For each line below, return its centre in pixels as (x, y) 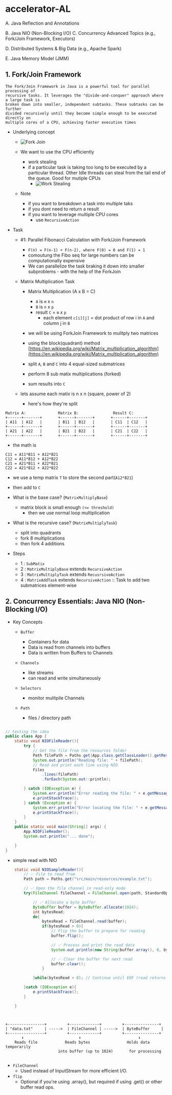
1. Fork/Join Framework (44, 75)
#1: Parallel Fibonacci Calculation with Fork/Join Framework (83, 240)
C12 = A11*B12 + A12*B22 (32, 459)
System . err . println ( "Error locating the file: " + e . (91, 808)
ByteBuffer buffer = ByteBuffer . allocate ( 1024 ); (85, 907)
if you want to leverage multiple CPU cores (73, 214)
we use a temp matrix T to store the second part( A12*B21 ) (73, 477)
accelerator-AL (38, 9)
